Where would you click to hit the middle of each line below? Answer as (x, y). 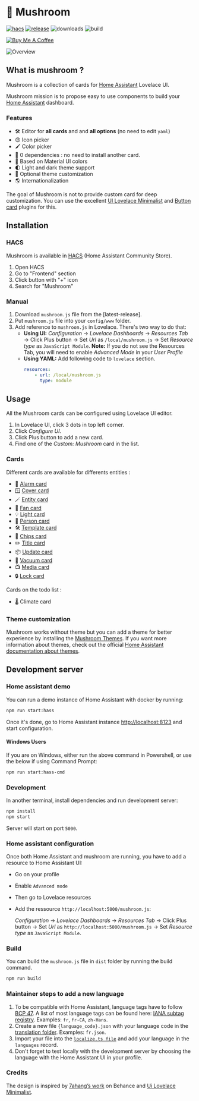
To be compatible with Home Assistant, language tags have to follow (99, 1006)
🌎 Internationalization (42, 181)
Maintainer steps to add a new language (65, 994)
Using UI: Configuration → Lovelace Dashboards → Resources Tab (106, 334)
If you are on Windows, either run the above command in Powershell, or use (99, 755)
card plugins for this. (31, 207)
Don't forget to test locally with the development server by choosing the (103, 1051)
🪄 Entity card (31, 499)
